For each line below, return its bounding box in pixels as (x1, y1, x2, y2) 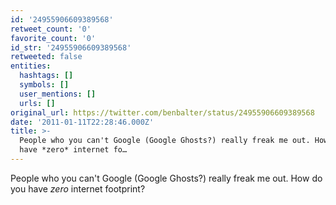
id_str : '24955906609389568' (10, 42, 132, 53)
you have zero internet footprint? (10, 182, 146, 195)
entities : (10, 61, 52, 71)
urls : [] (19, 98, 56, 108)
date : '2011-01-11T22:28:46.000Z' (10, 117, 155, 127)
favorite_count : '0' (10, 33, 97, 43)
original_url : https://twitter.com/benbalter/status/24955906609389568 (10, 107, 315, 118)
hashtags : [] (19, 71, 74, 81)
